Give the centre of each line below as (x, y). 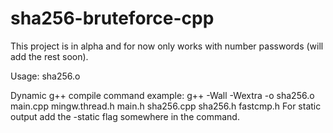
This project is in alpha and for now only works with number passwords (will (167, 46)
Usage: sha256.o (45, 76)
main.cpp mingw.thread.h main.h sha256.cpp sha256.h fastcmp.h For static (166, 106)
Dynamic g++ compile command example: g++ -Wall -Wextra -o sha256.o (162, 95)
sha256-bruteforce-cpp (112, 18)
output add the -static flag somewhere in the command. (125, 116)
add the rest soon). (49, 56)
